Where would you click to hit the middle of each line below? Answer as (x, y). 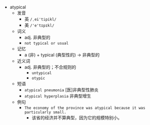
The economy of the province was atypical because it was (85, 108)
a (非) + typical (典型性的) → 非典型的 (62, 55)
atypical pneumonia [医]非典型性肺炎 (62, 90)
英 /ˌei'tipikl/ (40, 19)
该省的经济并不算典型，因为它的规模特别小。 (77, 118)
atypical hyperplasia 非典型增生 (58, 96)
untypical (42, 73)
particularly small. (45, 112)
